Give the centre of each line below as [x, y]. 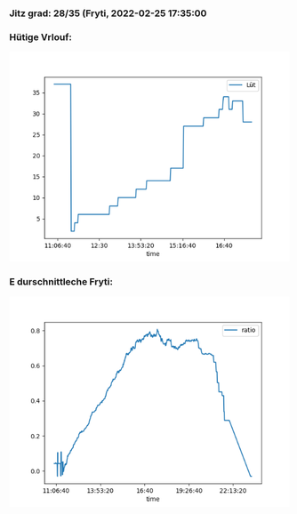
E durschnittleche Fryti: [61, 282]
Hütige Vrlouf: [41, 36]
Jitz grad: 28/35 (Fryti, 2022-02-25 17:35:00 [108, 13]
